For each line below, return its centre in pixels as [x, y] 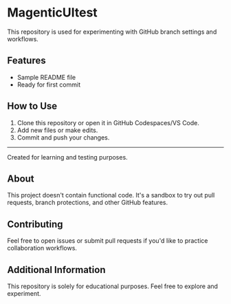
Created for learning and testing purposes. [68, 157]
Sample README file [46, 77]
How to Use [32, 106]
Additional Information [56, 270]
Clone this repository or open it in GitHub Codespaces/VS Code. [108, 122]
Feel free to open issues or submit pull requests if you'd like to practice [108, 241]
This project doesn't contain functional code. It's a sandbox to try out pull [111, 195]
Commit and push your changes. [63, 137]
